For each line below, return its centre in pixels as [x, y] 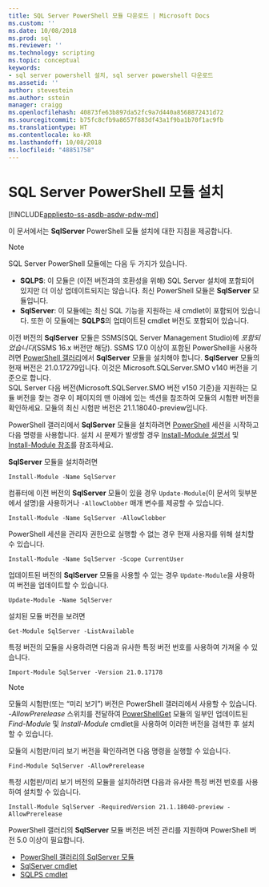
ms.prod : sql [30, 38]
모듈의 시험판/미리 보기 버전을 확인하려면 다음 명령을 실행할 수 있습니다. [119, 751]
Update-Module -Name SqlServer [60, 601]
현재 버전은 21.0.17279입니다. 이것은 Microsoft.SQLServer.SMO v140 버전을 [129, 368]
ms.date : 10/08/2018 [43, 30]
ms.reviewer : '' [35, 46]
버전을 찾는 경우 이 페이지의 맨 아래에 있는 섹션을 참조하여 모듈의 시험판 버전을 [138, 398]
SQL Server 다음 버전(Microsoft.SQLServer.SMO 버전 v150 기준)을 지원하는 [129, 388]
